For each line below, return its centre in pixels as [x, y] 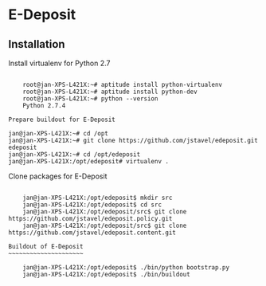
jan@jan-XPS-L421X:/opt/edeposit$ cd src [92, 205]
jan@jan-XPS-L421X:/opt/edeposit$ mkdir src [98, 198]
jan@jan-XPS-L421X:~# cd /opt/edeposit [74, 155]
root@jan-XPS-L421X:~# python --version [90, 99]
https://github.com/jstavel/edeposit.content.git [92, 233]
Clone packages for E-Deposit [58, 176]
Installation [37, 44]
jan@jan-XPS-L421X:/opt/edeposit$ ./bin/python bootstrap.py [126, 268]
